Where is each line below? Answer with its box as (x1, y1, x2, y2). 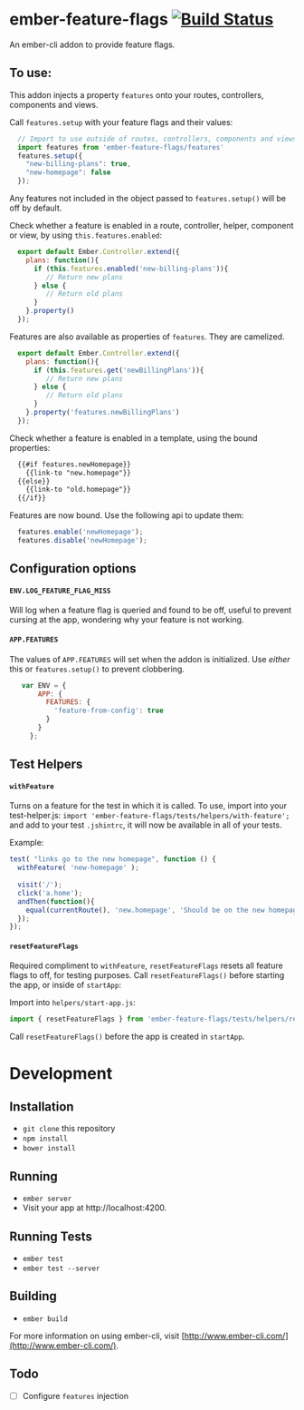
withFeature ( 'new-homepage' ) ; (17, 863, 140, 873)
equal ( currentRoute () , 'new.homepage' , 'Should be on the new (25, 906, 265, 915)
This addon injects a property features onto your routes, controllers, (9, 89, 264, 100)
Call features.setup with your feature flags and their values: (9, 116, 233, 127)
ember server (22, 1194, 72, 1204)
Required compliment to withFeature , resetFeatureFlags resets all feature (9, 960, 283, 971)
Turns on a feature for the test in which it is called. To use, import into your (9, 800, 288, 811)
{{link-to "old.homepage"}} (25, 485, 131, 494)
